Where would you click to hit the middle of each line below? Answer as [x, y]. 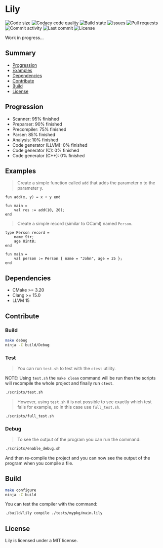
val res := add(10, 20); [40, 210]
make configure [21, 490]
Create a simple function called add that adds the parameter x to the [86, 183]
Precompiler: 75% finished [39, 129]
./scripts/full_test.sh [30, 416]
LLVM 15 [21, 300]
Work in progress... [24, 38]
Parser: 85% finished [34, 134]
